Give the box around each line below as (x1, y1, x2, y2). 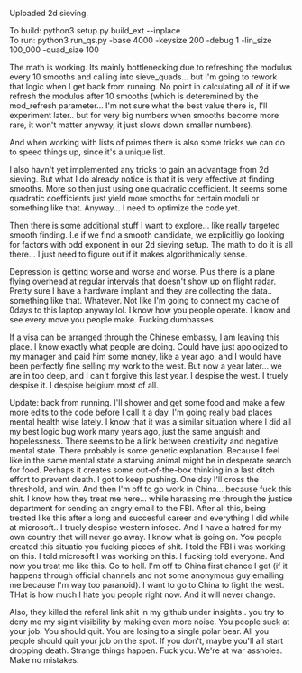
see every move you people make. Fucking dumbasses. (9, 314, 216, 324)
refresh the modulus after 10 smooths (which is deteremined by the (9, 90, 259, 101)
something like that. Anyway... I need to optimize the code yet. (9, 202, 241, 213)
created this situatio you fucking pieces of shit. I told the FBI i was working (9, 541, 286, 552)
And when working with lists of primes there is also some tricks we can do (9, 137, 286, 147)
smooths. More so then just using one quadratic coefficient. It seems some (9, 183, 288, 193)
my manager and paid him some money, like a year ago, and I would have (9, 351, 282, 361)
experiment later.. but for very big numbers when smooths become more (9, 110, 279, 120)
